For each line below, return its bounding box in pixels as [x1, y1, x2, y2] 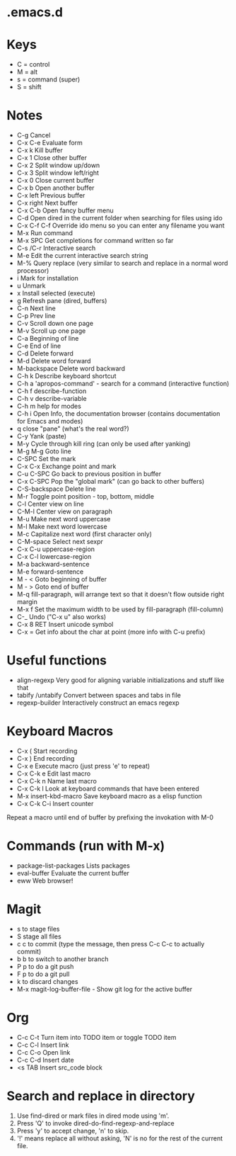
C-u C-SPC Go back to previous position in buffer [16, 470, 162, 478]
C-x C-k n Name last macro [16, 776, 97, 785]
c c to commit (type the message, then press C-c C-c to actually [16, 939, 205, 948]
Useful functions [6, 652, 107, 669]
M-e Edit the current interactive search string [16, 251, 149, 260]
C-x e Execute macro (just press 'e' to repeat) [16, 761, 151, 770]
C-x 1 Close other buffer [16, 154, 88, 162]
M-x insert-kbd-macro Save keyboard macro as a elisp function [16, 791, 203, 800]
